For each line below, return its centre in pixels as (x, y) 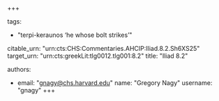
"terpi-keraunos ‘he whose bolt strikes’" (75, 35)
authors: (19, 69)
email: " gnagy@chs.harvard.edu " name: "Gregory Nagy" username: (115, 83)
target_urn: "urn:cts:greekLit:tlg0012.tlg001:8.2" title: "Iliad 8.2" (98, 56)
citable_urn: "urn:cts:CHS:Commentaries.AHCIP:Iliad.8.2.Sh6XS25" (104, 48)
